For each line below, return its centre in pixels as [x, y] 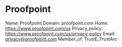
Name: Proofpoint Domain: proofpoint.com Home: [57, 23]
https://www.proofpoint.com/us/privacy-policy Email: [60, 33]
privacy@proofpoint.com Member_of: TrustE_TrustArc [61, 39]
